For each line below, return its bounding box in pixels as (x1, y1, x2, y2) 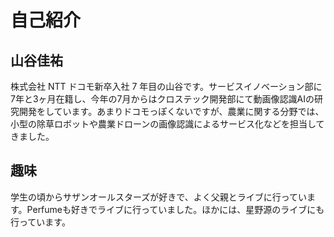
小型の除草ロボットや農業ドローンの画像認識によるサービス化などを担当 (10, 118, 308, 130)
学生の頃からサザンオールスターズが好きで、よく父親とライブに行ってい (10, 191, 308, 203)
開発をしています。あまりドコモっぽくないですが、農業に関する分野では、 (18, 106, 325, 117)
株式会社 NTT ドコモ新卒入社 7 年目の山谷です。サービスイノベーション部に (10, 81, 323, 92)
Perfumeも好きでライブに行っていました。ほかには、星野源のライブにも (26, 203, 325, 215)
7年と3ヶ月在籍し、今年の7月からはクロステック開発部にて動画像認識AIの (10, 93, 315, 105)
